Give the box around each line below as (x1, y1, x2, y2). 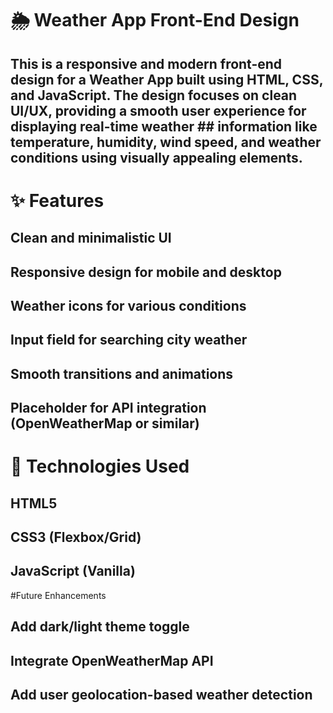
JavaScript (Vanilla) (10, 563, 136, 580)
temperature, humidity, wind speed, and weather (10, 133, 322, 151)
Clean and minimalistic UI (10, 230, 172, 247)
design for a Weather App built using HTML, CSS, (10, 71, 324, 88)
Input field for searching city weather (10, 332, 248, 349)
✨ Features (10, 189, 105, 212)
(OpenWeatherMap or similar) (10, 415, 200, 432)
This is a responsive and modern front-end (10, 55, 283, 72)
